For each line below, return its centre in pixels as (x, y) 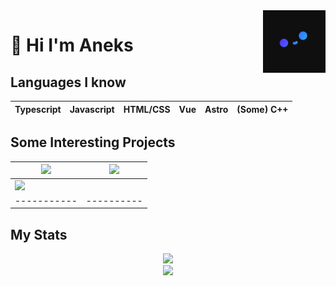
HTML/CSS (147, 109)
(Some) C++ (262, 109)
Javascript (92, 109)
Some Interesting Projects (93, 142)
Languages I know (68, 82)
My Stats (39, 234)
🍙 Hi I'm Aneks (72, 45)
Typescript (38, 109)
